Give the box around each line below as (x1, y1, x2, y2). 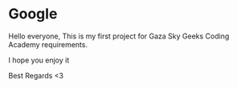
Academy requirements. (8, 39, 88, 49)
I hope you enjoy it (8, 55, 70, 65)
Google (8, 5, 58, 23)
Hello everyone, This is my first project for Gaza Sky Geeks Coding (8, 31, 230, 41)
